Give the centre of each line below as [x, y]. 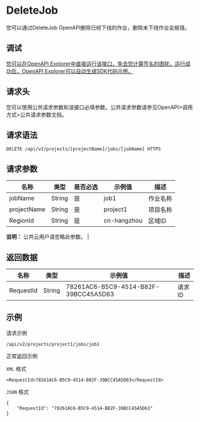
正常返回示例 [22, 356]
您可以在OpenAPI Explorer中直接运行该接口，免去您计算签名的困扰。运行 [96, 64]
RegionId [22, 221]
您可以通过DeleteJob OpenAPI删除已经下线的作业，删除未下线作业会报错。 [98, 27]
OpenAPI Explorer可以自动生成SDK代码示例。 [78, 71]
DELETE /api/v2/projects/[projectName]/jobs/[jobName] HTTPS [84, 149]
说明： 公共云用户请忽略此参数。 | [48, 237]
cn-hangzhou [123, 221]
